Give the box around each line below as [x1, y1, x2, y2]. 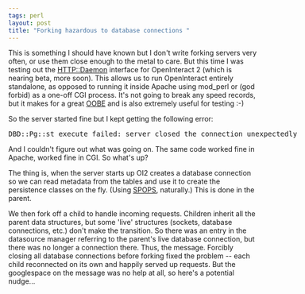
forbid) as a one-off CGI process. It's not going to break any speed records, [8, 91, 256, 100]
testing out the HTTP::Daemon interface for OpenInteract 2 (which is [8, 65, 233, 75]
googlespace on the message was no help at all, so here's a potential [8, 268, 235, 278]
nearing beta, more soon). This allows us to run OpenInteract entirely [8, 73, 234, 83]
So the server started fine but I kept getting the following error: [8, 114, 214, 124]
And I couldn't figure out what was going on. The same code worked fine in [8, 145, 255, 154]
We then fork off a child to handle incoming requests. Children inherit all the [8, 209, 256, 219]
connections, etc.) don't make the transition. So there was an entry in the [8, 226, 247, 235]
